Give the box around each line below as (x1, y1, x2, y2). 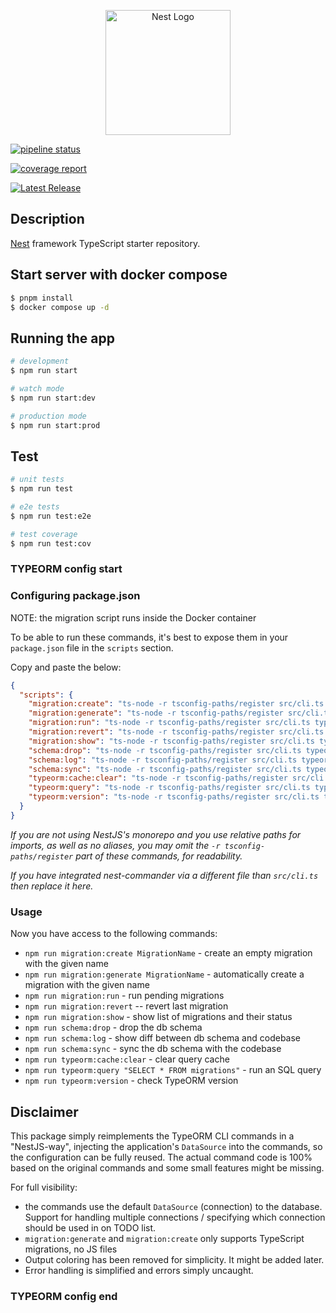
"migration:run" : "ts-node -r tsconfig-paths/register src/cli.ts (28, 718, 311, 728)
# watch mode (10, 383, 65, 394)
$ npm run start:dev (10, 393, 97, 403)
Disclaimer (10, 1103, 79, 1120)
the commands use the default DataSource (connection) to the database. (24, 1200, 323, 1212)
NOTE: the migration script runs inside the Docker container (10, 611, 257, 624)
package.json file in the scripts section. (10, 641, 174, 654)
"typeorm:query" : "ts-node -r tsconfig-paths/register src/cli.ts (28, 783, 311, 793)
